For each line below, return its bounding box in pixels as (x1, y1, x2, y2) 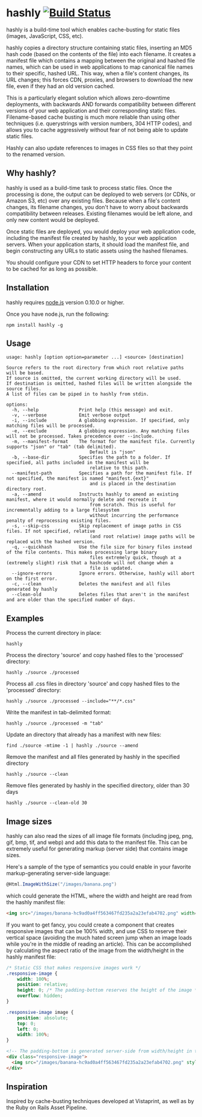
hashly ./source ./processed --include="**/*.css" (6, 698, 136, 705)
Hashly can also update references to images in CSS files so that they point (6, 144, 193, 151)
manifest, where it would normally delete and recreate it (6, 497, 158, 503)
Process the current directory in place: (6, 629, 102, 637)
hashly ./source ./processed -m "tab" (6, 720, 103, 726)
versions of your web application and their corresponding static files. (6, 107, 177, 114)
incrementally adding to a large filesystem (6, 507, 120, 514)
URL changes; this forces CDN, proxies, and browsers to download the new (6, 76, 194, 83)
